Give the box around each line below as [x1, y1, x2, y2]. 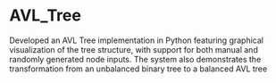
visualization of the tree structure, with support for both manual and [9, 44, 259, 54]
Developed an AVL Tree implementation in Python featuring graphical [9, 35, 263, 46]
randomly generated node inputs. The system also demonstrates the [9, 54, 262, 64]
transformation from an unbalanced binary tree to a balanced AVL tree [9, 63, 268, 74]
